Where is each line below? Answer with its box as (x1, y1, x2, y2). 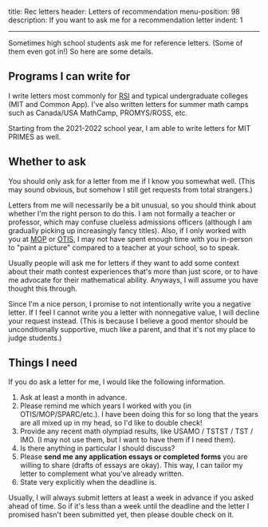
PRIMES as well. (8, 132, 61, 141)
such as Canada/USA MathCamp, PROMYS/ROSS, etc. (8, 108, 188, 117)
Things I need (8, 356, 78, 370)
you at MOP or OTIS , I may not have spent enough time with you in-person (8, 234, 253, 244)
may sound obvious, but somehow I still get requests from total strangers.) (8, 184, 253, 194)
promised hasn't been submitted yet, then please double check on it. (8, 510, 235, 520)
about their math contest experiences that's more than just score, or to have (8, 267, 258, 276)
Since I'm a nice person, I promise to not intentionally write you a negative (8, 299, 251, 308)
